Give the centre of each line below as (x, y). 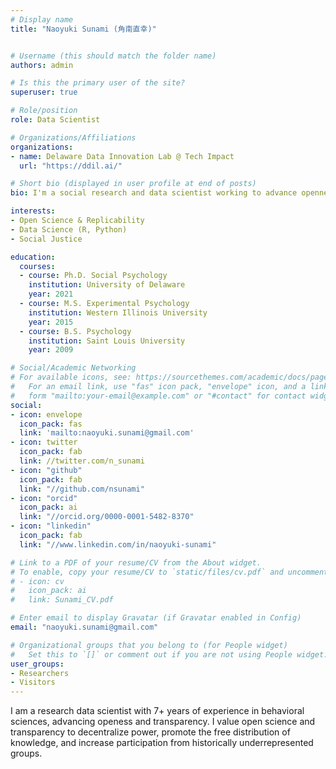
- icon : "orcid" (44, 498)
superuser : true (44, 92)
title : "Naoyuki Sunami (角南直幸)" (83, 29)
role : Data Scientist (55, 120)
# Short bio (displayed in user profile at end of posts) (133, 184)
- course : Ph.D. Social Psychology (93, 276)
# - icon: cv (37, 581)
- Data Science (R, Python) (69, 229)
